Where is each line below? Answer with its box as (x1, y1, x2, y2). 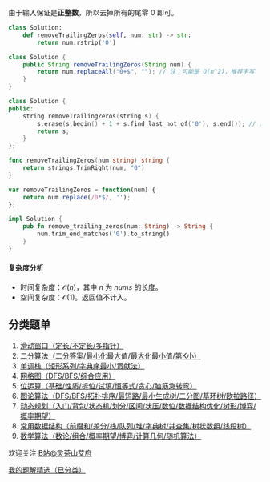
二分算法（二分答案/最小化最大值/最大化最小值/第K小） (19, 351, 202, 360)
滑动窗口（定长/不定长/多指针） (19, 340, 124, 351)
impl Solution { (8, 215, 62, 223)
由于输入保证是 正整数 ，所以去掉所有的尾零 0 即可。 (8, 8, 179, 17)
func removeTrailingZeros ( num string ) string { (8, 156, 171, 165)
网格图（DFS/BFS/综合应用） (19, 371, 116, 380)
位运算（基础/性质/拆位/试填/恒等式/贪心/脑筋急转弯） (19, 380, 198, 391)
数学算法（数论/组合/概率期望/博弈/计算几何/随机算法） (19, 431, 202, 440)
